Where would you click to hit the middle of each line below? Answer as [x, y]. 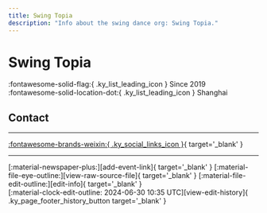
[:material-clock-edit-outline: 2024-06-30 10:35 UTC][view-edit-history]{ [128, 192]
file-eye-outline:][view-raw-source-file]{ [75, 176]
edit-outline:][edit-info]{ [47, 184]
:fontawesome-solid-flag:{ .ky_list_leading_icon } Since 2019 [107, 84]
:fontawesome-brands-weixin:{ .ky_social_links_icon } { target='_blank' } [126, 145]
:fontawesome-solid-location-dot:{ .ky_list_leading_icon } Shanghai [118, 93]
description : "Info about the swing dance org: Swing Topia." [113, 23]
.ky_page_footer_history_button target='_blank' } [87, 201]
